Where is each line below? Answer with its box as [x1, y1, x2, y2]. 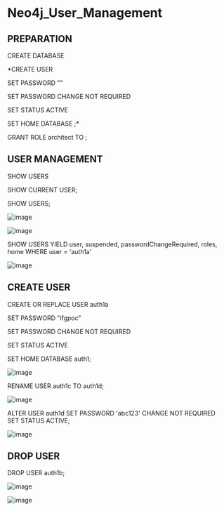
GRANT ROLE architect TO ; [7, 133, 88, 141]
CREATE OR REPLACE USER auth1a [7, 300, 109, 308]
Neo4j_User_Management [7, 5, 163, 21]
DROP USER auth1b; [7, 469, 65, 477]
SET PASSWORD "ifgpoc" [7, 314, 82, 322]
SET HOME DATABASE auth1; [7, 354, 91, 363]
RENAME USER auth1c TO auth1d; [7, 381, 104, 390]
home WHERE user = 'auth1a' [7, 247, 92, 255]
